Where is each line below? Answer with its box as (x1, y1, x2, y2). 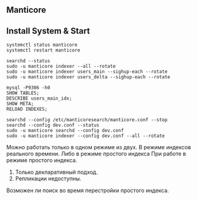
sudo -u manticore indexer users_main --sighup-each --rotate (6, 69, 168, 75)
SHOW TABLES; (6, 90, 40, 97)
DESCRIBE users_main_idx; (6, 95, 72, 102)
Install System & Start (6, 26, 90, 36)
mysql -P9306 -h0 (6, 85, 51, 91)
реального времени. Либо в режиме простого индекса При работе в (6, 150, 186, 158)
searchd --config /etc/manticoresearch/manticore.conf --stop (6, 117, 168, 123)
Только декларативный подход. (15, 168, 98, 176)
